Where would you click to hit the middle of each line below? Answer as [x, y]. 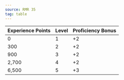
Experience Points [29, 31]
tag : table [16, 14]
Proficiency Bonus [95, 31]
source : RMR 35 [20, 9]
